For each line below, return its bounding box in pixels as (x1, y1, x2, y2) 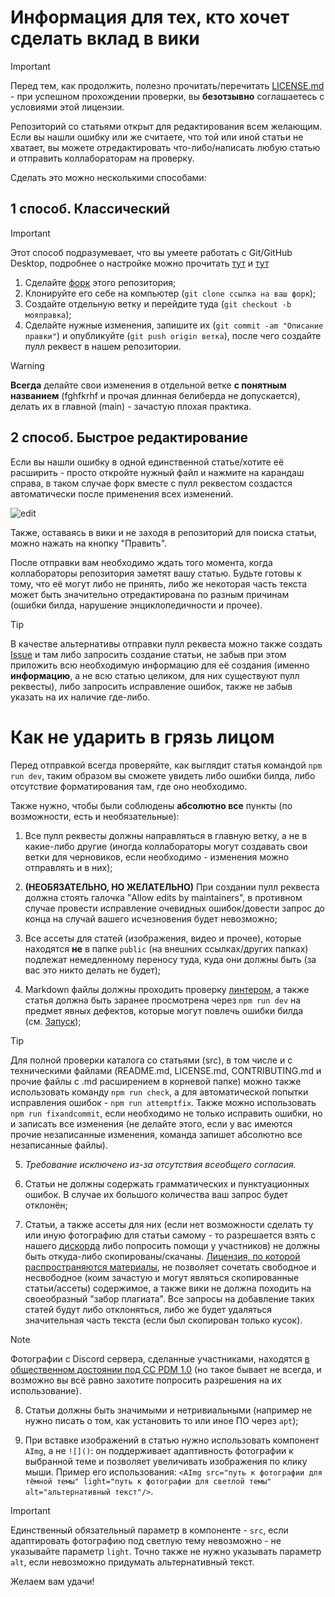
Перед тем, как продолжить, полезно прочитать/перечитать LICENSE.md (10, 79, 325, 91)
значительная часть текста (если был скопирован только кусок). (24, 1314, 303, 1326)
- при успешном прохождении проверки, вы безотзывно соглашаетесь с (10, 90, 325, 102)
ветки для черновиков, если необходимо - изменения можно (24, 851, 290, 863)
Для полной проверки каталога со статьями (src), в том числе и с (10, 1054, 293, 1066)
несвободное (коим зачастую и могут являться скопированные (24, 1271, 300, 1283)
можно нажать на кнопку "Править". (10, 537, 168, 549)
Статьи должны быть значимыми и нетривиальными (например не (24, 1404, 313, 1416)
